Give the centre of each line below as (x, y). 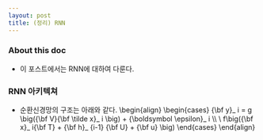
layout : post (30, 15)
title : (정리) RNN (37, 23)
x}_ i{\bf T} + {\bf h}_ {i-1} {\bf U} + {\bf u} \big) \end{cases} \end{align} (137, 127)
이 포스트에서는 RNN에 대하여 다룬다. (77, 69)
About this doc (37, 51)
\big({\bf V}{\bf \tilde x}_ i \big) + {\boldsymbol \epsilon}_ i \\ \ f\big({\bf (136, 119)
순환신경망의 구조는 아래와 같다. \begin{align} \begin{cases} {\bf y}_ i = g (135, 110)
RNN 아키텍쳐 (33, 91)
